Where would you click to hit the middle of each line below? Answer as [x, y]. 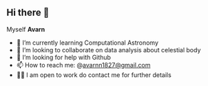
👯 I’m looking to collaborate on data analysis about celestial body [108, 50]
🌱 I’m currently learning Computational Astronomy [87, 43]
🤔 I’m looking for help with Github [64, 57]
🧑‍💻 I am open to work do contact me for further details [94, 75]
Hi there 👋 [28, 13]
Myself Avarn [26, 29]
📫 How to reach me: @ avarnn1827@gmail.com [83, 65]
